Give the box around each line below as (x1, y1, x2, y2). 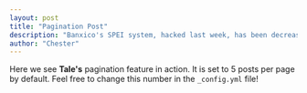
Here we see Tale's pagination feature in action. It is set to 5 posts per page (9, 64, 295, 75)
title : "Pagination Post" (9, 22, 108, 31)
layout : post (9, 13, 59, 23)
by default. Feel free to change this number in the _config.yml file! (9, 74, 259, 85)
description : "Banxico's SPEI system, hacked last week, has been (9, 30, 268, 39)
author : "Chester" (9, 38, 79, 48)
